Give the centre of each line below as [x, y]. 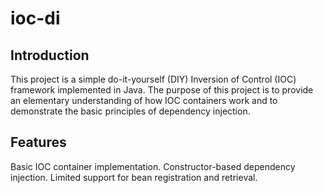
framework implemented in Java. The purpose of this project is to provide [162, 90]
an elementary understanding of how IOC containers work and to [144, 100]
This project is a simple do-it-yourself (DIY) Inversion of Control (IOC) [153, 79]
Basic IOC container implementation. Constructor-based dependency [153, 166]
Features [38, 142]
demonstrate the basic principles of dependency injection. [130, 111]
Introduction [50, 55]
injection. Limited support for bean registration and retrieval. [134, 177]
